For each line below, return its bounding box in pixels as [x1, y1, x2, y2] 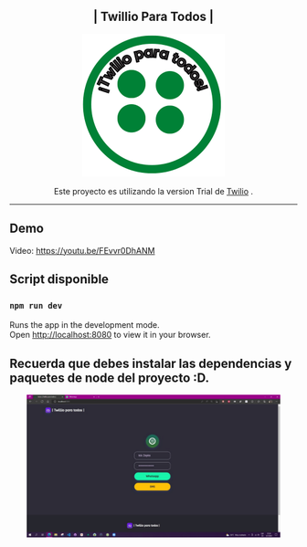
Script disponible [9, 271, 110, 288]
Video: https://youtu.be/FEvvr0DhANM [9, 245, 155, 256]
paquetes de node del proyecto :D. [9, 370, 210, 385]
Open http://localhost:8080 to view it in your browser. [9, 330, 212, 341]
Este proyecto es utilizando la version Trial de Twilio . [53, 185, 254, 196]
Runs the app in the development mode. [9, 320, 160, 331]
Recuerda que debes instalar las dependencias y [9, 355, 292, 371]
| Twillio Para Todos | [92, 9, 215, 25]
